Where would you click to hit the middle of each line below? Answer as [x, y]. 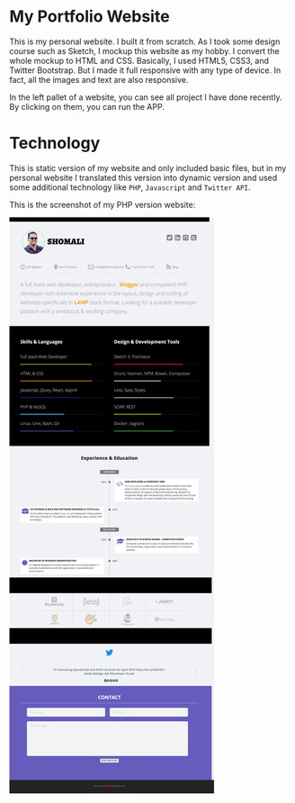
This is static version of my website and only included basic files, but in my [148, 167]
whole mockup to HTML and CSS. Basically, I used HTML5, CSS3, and [139, 60]
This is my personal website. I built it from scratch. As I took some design [145, 41]
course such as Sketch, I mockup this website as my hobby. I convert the [145, 50]
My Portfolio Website [89, 17]
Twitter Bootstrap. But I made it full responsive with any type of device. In [145, 70]
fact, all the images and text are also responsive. [99, 79]
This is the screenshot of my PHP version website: [103, 204]
